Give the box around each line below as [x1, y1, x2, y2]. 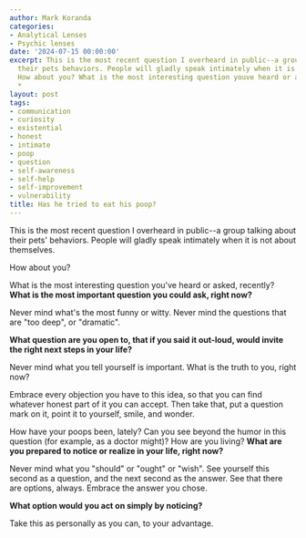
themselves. [9, 243, 56, 255]
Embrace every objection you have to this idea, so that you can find [9, 388, 262, 399]
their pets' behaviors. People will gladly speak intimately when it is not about [9, 234, 296, 245]
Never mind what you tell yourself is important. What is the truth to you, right [9, 361, 297, 372]
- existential [9, 124, 64, 133]
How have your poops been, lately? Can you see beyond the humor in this [9, 426, 287, 437]
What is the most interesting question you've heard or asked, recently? [9, 279, 275, 290]
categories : [9, 22, 55, 31]
